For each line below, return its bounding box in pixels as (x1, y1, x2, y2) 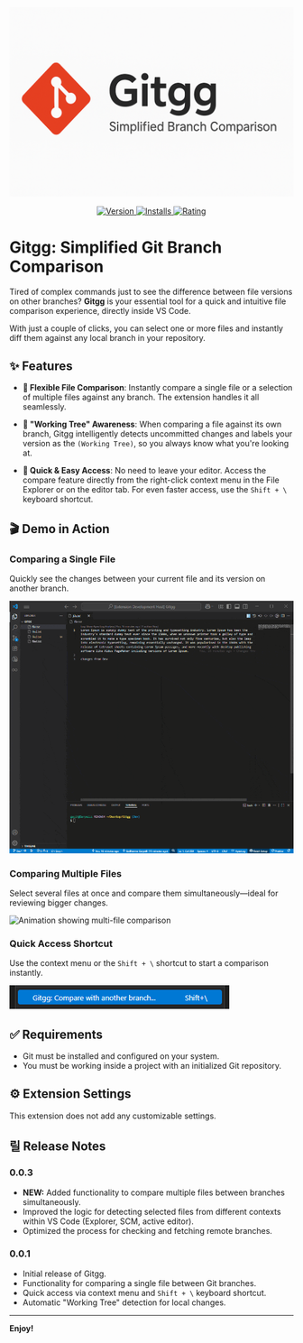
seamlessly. (22, 401, 67, 412)
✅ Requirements (9, 1026, 104, 1042)
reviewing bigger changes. (9, 897, 108, 908)
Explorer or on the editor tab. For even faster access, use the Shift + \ (22, 484, 288, 495)
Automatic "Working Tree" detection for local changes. (22, 1297, 226, 1308)
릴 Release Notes (9, 1139, 106, 1154)
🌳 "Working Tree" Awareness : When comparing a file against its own (22, 419, 282, 430)
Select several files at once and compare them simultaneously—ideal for (9, 888, 279, 898)
